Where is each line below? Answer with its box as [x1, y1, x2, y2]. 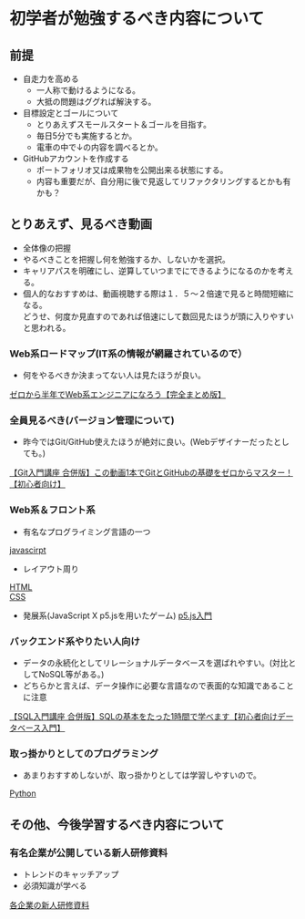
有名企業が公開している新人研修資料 [9, 846, 168, 859]
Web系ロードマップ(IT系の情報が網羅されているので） [9, 347, 248, 360]
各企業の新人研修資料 [9, 899, 89, 910]
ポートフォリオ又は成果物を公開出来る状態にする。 [36, 165, 229, 175]
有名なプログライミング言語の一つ [22, 526, 151, 537]
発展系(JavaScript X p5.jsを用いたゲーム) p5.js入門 [22, 610, 212, 621]
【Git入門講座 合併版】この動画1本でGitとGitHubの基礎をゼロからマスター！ [9, 467, 294, 479]
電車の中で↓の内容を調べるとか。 [36, 142, 163, 152]
